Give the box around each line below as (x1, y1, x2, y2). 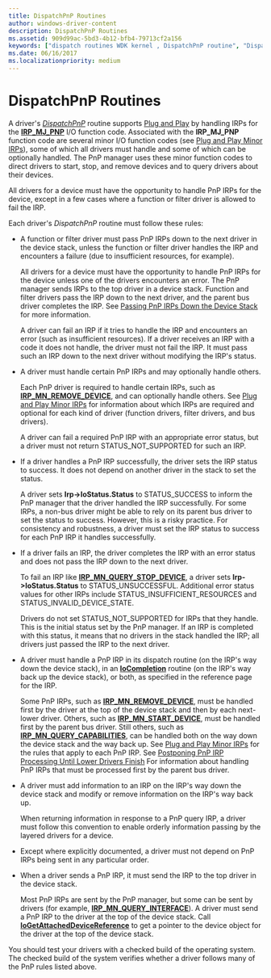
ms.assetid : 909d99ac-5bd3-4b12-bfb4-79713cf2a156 (8, 34, 182, 43)
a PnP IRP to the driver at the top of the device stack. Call (19, 912, 211, 921)
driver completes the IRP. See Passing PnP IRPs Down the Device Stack (19, 300, 258, 311)
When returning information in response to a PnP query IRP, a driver (19, 813, 246, 823)
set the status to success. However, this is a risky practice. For (19, 514, 228, 525)
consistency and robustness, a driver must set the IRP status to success (19, 523, 260, 533)
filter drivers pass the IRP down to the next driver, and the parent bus (19, 292, 250, 302)
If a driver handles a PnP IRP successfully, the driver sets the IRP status (19, 456, 258, 466)
